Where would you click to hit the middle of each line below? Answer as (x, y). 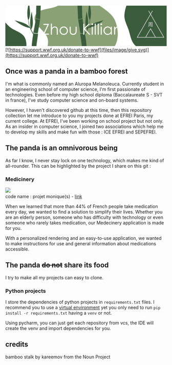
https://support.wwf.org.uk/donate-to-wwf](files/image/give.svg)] (80, 50)
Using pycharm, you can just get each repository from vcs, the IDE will (80, 323)
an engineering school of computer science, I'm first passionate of (76, 89)
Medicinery (20, 179)
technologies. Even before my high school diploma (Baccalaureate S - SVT (84, 94)
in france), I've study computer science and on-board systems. (72, 100)
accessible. (17, 249)
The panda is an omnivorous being (61, 148)
